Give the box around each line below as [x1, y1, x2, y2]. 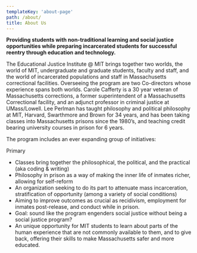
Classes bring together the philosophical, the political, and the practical [14, 159, 190, 166]
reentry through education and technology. [6, 49, 116, 56]
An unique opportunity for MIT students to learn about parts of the [14, 222, 178, 230]
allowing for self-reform [14, 178, 73, 185]
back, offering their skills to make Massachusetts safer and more [14, 235, 174, 242]
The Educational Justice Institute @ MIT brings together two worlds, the [6, 60, 183, 68]
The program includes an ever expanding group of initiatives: [6, 136, 156, 143]
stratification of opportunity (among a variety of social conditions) [14, 191, 177, 198]
